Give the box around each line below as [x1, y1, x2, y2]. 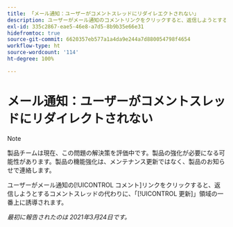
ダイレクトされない [44, 110, 154, 126]
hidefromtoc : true [7, 29, 60, 37]
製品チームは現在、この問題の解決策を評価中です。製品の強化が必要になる [7, 149, 220, 157]
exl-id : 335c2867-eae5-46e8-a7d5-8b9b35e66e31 [7, 23, 144, 30]
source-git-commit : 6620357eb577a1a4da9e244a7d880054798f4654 [7, 36, 191, 43]
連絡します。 [19, 166, 55, 174]
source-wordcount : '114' [7, 49, 79, 56]
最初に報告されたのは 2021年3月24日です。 [7, 212, 131, 221]
